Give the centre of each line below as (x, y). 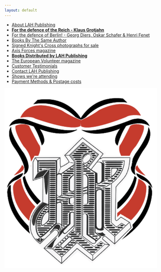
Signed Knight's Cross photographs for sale (55, 45)
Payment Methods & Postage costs (46, 81)
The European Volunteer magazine (46, 61)
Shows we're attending (34, 76)
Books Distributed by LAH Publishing (49, 55)
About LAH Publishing (33, 25)
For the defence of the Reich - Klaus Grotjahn (58, 30)
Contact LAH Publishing (35, 71)
